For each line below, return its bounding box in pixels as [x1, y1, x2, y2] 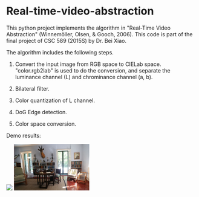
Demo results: [6, 132, 41, 139]
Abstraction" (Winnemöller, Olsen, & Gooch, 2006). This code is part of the [6, 30, 193, 37]
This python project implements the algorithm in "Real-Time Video [6, 24, 171, 31]
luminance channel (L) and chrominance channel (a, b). [15, 73, 153, 80]
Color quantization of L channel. [15, 97, 96, 104]
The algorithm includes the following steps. [6, 48, 114, 56]
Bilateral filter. [15, 85, 50, 92]
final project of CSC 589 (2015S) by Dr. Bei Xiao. [6, 37, 127, 44]
